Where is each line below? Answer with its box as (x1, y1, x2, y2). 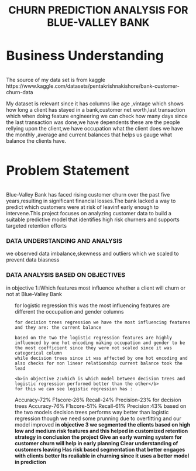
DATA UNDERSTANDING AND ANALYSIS (6, 236, 123, 245)
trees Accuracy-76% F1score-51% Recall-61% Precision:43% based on (14, 402, 187, 410)
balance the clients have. (6, 137, 66, 144)
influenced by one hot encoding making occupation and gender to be (14, 340, 185, 346)
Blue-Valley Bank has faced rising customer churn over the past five (6, 191, 170, 198)
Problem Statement (6, 161, 130, 178)
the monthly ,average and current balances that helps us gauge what (6, 131, 173, 138)
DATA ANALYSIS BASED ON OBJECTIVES (6, 271, 126, 279)
